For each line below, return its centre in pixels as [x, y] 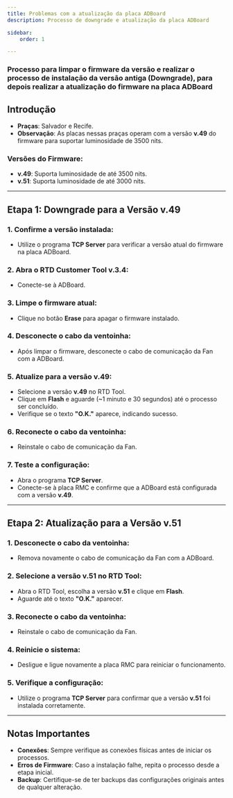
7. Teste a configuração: [49, 465]
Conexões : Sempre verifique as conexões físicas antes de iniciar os [114, 750]
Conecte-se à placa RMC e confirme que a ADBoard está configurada [117, 488]
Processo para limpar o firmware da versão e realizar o [101, 69]
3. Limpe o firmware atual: [52, 303]
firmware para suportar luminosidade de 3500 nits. [90, 140]
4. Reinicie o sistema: [44, 649]
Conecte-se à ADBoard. [51, 285]
